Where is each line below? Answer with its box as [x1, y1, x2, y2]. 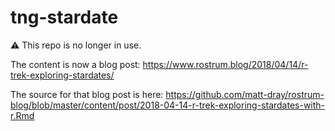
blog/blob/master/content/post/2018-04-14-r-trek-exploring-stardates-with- [10, 99, 326, 111]
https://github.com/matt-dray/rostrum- [165, 88, 325, 100]
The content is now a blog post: [10, 58, 141, 70]
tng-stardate [10, 6, 119, 29]
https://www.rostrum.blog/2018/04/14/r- [142, 58, 309, 70]
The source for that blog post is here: [10, 88, 164, 100]
